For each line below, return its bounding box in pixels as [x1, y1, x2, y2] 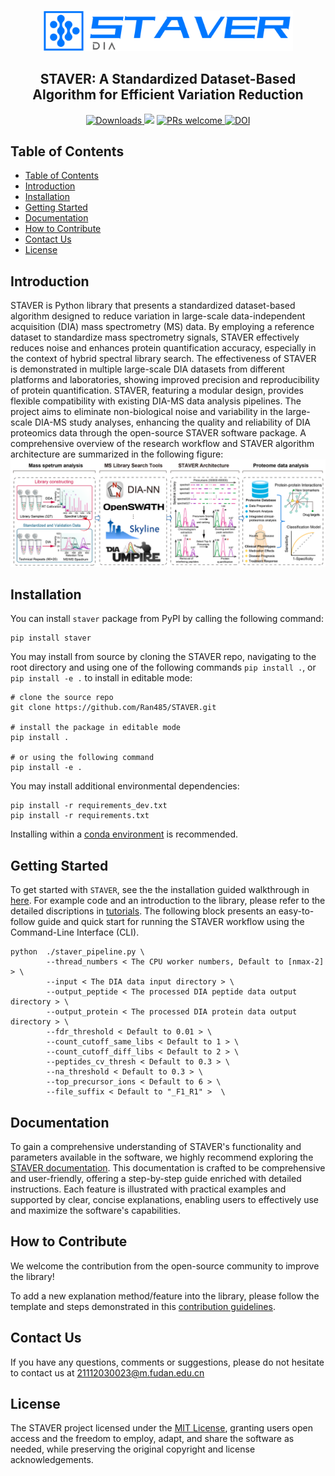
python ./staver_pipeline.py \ [10, 947, 145, 957]
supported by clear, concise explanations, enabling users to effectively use [10, 1194, 320, 1205]
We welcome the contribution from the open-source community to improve [10, 1260, 320, 1272]
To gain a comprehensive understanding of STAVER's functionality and [10, 1141, 302, 1152]
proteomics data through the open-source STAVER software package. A [10, 427, 307, 439]
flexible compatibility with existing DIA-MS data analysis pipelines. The [10, 395, 302, 407]
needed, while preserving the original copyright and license [10, 1443, 256, 1455]
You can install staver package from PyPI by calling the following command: [10, 613, 324, 625]
